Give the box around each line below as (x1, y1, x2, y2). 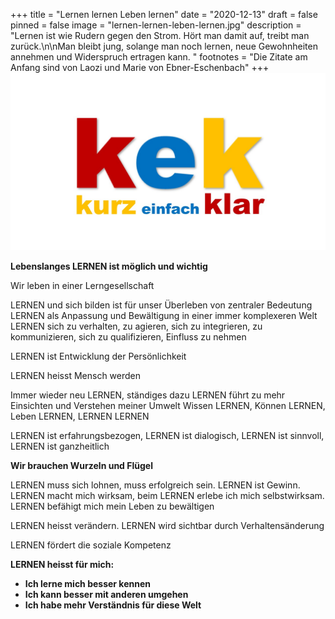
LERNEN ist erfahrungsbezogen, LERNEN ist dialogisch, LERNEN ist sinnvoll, (10, 429, 325, 441)
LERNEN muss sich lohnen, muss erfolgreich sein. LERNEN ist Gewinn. (10, 479, 301, 491)
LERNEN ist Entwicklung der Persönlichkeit (10, 350, 187, 362)
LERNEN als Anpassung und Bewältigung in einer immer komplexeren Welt (10, 309, 318, 321)
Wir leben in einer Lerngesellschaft (10, 279, 155, 291)
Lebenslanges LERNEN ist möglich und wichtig (10, 260, 208, 272)
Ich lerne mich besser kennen (24, 577, 151, 589)
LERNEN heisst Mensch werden (10, 369, 142, 381)
